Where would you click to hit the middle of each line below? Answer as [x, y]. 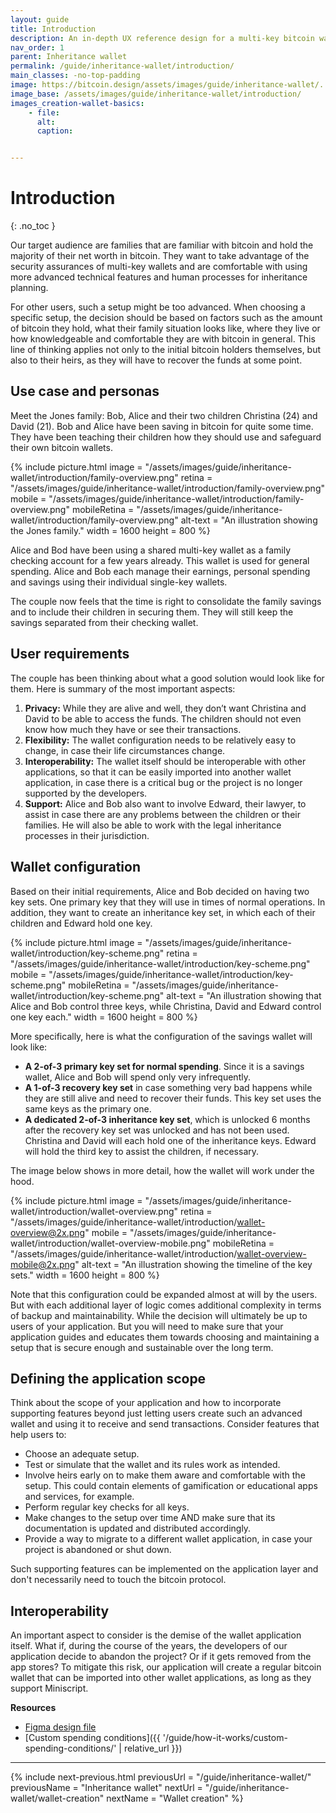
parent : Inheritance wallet [69, 57]
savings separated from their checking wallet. [104, 622]
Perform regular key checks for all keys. [107, 1507]
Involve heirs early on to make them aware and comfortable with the [165, 1475]
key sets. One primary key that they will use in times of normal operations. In [168, 902]
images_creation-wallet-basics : [77, 103]
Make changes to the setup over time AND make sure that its [150, 1518]
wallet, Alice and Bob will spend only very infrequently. [137, 1077]
